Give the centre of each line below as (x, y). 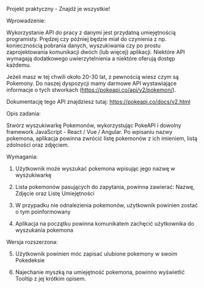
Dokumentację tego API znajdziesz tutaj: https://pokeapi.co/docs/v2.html (98, 102)
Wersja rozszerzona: (32, 242)
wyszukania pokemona (44, 230)
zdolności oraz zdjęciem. (38, 145)
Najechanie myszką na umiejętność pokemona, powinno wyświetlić (100, 272)
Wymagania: (22, 157)
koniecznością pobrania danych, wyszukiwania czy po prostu (83, 46)
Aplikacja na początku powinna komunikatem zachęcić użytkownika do (104, 223)
